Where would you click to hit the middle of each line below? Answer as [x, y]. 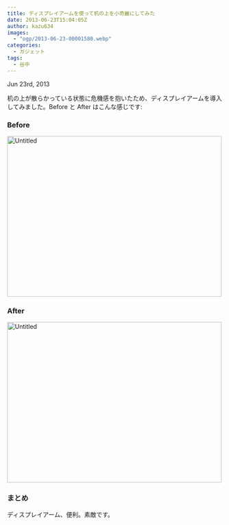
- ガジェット [29, 52]
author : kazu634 [30, 26]
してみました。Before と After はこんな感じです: [75, 106]
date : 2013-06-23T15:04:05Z [47, 20]
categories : [24, 45]
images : [18, 33]
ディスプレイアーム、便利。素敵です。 [61, 514]
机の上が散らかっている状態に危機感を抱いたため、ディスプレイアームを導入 [115, 98]
